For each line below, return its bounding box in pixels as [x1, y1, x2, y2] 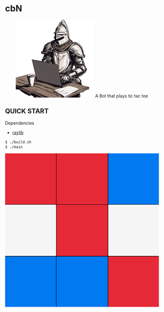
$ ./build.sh [5, 140, 32, 145]
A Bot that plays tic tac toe [95, 93, 148, 99]
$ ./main [5, 145, 23, 149]
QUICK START [5, 107, 49, 115]
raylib [12, 129, 24, 135]
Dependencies [5, 120, 35, 126]
